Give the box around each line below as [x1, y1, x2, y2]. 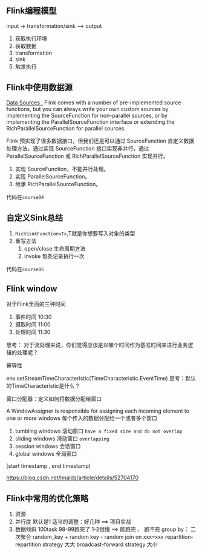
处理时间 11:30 [15, 328, 51, 336]
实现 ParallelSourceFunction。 [15, 172, 91, 180]
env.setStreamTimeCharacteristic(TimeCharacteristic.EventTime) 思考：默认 [6, 375, 197, 382]
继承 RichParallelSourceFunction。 [15, 180, 102, 187]
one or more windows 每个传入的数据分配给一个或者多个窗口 [6, 414, 157, 422]
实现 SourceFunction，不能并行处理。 [15, 165, 109, 172]
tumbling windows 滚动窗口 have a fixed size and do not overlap [15, 427, 183, 435]
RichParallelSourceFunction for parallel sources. [6, 124, 126, 132]
